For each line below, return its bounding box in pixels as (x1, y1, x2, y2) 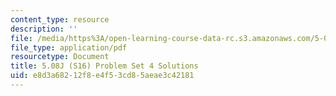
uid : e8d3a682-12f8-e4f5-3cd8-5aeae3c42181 (10, 71, 195, 81)
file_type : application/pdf (10, 42, 128, 53)
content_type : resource (10, 14, 110, 25)
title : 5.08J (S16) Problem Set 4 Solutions (10, 61, 199, 71)
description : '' (10, 24, 78, 34)
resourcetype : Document (10, 52, 110, 62)
